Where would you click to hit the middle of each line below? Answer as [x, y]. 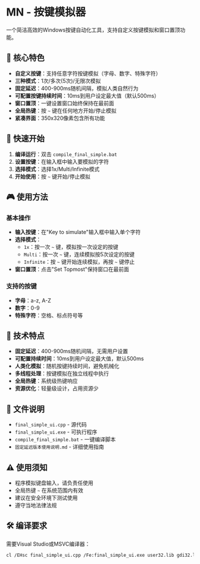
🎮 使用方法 [27, 197]
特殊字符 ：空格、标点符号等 [49, 315]
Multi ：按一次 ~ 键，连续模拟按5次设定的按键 [79, 254]
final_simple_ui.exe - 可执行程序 [56, 432]
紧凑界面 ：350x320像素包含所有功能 [60, 118]
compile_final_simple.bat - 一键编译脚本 [65, 440]
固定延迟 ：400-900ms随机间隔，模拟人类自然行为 [76, 88]
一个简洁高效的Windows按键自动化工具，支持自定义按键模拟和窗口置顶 [93, 30]
